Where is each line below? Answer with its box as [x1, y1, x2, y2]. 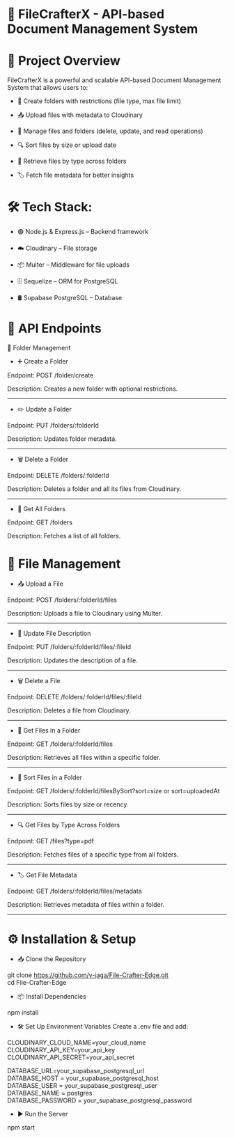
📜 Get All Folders [17, 505, 66, 513]
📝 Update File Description [17, 629, 91, 637]
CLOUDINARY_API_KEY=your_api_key [7, 1045, 116, 1054]
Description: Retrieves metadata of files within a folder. [7, 900, 165, 908]
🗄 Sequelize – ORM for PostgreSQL [17, 277, 118, 286]
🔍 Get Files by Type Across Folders [17, 820, 120, 829]
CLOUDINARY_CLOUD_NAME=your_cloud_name [7, 1038, 146, 1047]
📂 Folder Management [7, 344, 71, 352]
